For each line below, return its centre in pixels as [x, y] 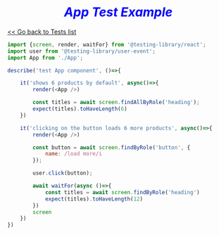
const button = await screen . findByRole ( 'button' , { [112, 147]
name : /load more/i [73, 154]
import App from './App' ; [45, 58]
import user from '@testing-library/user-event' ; [82, 51]
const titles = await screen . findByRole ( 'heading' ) [122, 192]
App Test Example [118, 12]
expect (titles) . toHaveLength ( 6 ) [80, 109]
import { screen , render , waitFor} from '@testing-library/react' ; [107, 44]
